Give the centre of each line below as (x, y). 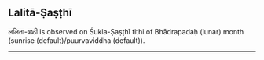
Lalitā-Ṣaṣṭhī (40, 13)
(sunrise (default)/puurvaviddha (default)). (77, 40)
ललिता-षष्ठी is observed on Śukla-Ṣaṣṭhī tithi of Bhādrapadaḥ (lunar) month (126, 31)
